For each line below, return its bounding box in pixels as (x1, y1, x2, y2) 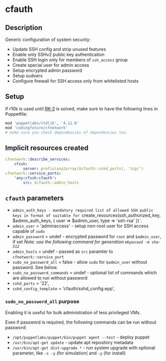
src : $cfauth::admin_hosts (23, 180, 79, 185)
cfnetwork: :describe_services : (5, 157, 70, 162)
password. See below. (12, 264, 58, 270)
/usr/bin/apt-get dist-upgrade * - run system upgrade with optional (12, 345, 156, 351)
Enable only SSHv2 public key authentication (12, 51, 105, 57)
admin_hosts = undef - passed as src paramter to (12, 248, 113, 255)
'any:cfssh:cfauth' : (14, 176, 57, 180)
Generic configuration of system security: (5, 36, 91, 42)
